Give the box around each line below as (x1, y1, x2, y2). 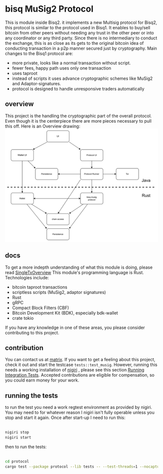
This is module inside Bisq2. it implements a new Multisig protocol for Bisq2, (5, 19, 158, 25)
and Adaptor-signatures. (12, 80, 62, 86)
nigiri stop (5, 430, 29, 435)
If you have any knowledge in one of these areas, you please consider (5, 325, 145, 330)
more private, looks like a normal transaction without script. (12, 60, 131, 66)
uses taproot (12, 70, 38, 76)
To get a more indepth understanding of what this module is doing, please (5, 264, 153, 270)
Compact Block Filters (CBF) (12, 305, 69, 310)
